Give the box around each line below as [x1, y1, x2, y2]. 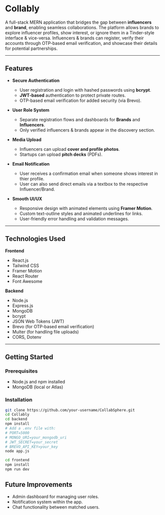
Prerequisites [5, 368, 38, 375]
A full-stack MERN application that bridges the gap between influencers [5, 19, 152, 25]
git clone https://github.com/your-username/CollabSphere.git [5, 408, 135, 412]
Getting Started [5, 353, 54, 361]
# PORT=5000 [5, 430, 29, 435]
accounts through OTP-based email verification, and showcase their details [5, 40, 158, 46]
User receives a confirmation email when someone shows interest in [19, 171, 158, 176]
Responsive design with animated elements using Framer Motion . [19, 205, 153, 211]
